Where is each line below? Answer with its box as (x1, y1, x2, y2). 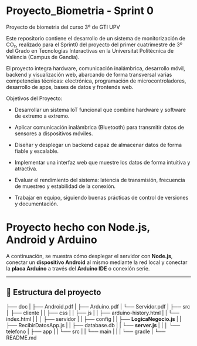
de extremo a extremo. (14, 112, 70, 119)
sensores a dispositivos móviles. (14, 130, 93, 137)
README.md (6, 334, 37, 341)
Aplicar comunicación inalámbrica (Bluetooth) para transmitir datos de (14, 124, 185, 131)
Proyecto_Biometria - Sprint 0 (6, 4, 154, 18)
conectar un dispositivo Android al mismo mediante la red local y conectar (6, 259, 188, 266)
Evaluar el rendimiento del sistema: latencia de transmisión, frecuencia (14, 176, 186, 183)
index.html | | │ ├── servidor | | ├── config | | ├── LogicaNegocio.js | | (6, 315, 182, 323)
